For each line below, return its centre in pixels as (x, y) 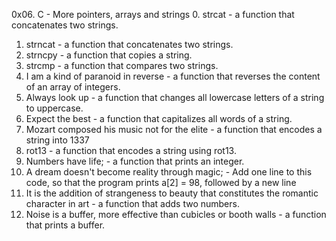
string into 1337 (57, 140)
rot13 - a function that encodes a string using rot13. (131, 150)
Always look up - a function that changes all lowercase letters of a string (175, 97)
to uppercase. (54, 108)
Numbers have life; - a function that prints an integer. (135, 161)
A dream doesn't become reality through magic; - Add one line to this (169, 172)
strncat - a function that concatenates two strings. (129, 44)
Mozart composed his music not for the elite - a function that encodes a (174, 129)
